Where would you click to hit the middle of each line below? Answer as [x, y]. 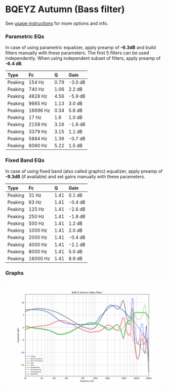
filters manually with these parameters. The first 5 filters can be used [77, 53]
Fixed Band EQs [25, 160]
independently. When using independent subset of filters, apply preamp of [83, 58]
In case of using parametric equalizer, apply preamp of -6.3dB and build [80, 48]
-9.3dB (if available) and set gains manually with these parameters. [75, 177]
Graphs [14, 273]
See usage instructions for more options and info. [57, 23]
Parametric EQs [25, 36]
